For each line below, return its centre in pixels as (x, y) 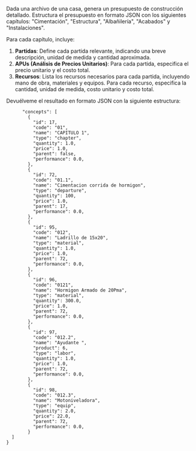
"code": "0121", (53, 285)
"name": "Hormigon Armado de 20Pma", (80, 290)
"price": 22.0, (52, 416)
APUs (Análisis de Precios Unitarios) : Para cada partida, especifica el (102, 64)
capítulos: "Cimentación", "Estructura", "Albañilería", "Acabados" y (88, 21)
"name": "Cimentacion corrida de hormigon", (89, 185)
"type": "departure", (60, 191)
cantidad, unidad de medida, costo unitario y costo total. (85, 89)
